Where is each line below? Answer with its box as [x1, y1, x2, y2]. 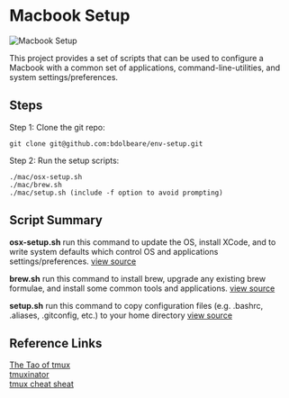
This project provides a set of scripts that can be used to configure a [9, 52, 264, 63]
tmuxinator [9, 369, 50, 380]
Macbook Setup [9, 5, 131, 26]
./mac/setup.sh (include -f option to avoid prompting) [9, 188, 223, 197]
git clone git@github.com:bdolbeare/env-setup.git [9, 139, 203, 149]
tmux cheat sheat [9, 379, 75, 390]
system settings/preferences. [9, 71, 119, 82]
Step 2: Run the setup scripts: [9, 155, 120, 166]
